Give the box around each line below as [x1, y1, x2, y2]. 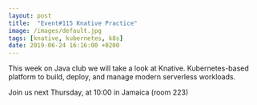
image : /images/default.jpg [8, 26, 102, 34]
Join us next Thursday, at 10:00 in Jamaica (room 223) [8, 87, 189, 97]
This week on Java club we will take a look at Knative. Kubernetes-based [8, 63, 250, 73]
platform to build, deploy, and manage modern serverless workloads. [8, 72, 236, 82]
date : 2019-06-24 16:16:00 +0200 [8, 42, 120, 50]
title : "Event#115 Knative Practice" [8, 19, 138, 27]
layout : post [8, 11, 52, 20]
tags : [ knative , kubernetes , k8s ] [8, 34, 124, 42]
